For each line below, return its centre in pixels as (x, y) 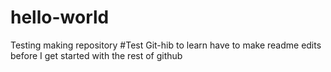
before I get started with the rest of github (96, 55)
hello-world (60, 17)
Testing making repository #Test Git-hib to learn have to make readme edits (166, 45)
